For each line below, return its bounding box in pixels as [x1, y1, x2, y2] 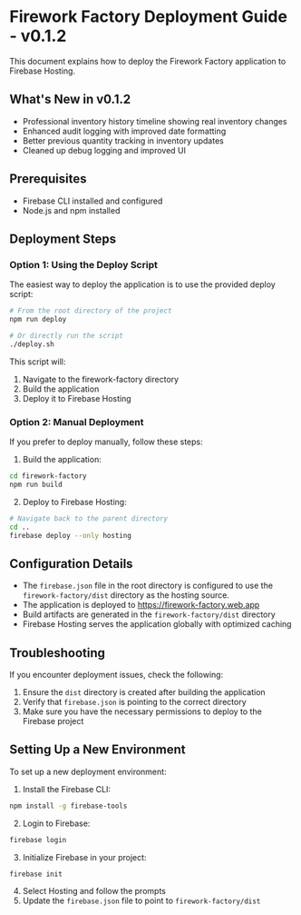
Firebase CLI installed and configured [22, 195, 163, 206]
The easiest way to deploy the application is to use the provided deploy [9, 279, 277, 290]
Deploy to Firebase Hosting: [22, 496, 127, 507]
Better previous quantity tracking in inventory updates [22, 134, 224, 146]
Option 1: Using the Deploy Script [9, 258, 159, 271]
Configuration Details [9, 556, 133, 572]
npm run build [9, 480, 63, 489]
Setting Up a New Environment [9, 742, 186, 758]
